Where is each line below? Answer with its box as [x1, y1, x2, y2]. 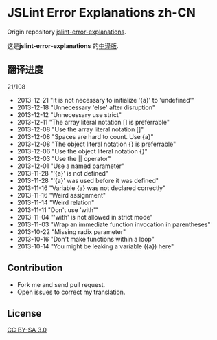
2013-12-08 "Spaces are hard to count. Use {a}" [16, 132, 154, 140]
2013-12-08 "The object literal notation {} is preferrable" [16, 140, 176, 148]
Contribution [7, 262, 63, 274]
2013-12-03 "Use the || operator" [16, 154, 111, 162]
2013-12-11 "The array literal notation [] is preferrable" [16, 118, 170, 126]
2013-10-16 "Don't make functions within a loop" [16, 235, 155, 243]
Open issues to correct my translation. [16, 288, 126, 296]
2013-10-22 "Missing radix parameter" [16, 227, 126, 235]
